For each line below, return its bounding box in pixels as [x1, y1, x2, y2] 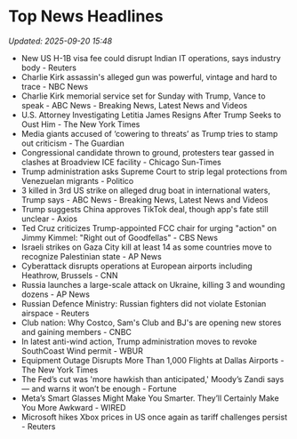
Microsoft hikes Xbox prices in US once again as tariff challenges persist [20, 411, 288, 422]
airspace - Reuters [20, 307, 90, 318]
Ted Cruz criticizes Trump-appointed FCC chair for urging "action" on [20, 222, 277, 233]
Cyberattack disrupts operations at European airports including [20, 260, 253, 271]
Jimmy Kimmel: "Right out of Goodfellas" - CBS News [20, 232, 219, 243]
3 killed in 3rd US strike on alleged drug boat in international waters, [20, 185, 271, 196]
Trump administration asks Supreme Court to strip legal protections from [20, 166, 288, 177]
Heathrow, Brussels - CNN [20, 269, 118, 281]
